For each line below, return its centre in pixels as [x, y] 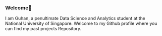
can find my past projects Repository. [43, 29]
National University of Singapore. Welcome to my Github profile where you [81, 23]
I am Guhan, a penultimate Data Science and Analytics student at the [75, 18]
